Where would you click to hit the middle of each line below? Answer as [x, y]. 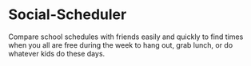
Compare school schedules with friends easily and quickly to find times [126, 37]
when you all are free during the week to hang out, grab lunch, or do [121, 45]
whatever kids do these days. [57, 53]
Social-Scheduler [68, 15]
